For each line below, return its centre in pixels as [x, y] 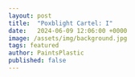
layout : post [30, 16]
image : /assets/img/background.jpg [68, 38]
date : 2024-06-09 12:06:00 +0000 [68, 30]
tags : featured [34, 46]
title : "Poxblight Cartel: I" [61, 23]
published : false [37, 61]
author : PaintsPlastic [46, 53]
